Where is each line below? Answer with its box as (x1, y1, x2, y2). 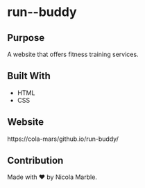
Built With (7, 70, 51, 82)
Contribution (7, 155, 64, 166)
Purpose (7, 32, 45, 44)
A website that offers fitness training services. (7, 50, 139, 58)
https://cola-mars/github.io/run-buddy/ (7, 135, 119, 143)
